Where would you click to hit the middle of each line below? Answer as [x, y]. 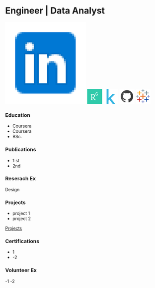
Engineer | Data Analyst [55, 11]
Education [18, 115]
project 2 [22, 219]
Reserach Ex [21, 179]
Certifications [22, 241]
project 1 [21, 213]
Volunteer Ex [21, 271]
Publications [21, 150]
